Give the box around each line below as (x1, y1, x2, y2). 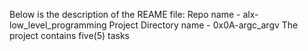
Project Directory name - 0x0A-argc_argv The (108, 19, 299, 31)
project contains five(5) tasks (9, 30, 130, 41)
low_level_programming (9, 19, 107, 31)
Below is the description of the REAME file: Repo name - (9, 9, 241, 20)
